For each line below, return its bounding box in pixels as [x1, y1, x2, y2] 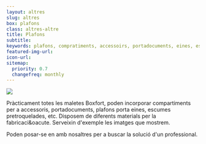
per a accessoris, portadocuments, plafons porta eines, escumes [6, 106, 171, 113]
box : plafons [6, 20, 40, 26]
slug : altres [6, 15, 40, 21]
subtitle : [6, 37, 32, 43]
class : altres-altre [6, 26, 59, 32]
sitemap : [6, 60, 29, 66]
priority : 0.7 [12, 65, 48, 72]
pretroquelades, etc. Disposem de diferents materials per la [6, 112, 156, 120]
